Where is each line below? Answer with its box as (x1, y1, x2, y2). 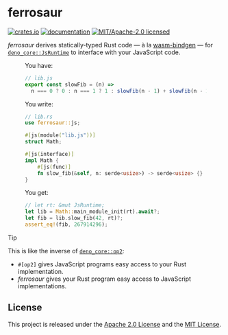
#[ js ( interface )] (25, 151, 75, 158)
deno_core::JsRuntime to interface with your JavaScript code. (8, 48, 181, 56)
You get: (25, 189, 49, 197)
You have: (25, 61, 53, 69)
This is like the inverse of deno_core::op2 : (8, 246, 125, 255)
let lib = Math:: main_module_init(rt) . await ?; (25, 208, 160, 216)
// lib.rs (25, 113, 53, 120)
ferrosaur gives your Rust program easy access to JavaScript (17, 275, 191, 283)
